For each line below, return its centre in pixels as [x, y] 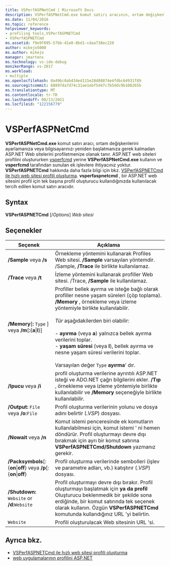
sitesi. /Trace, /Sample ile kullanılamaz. [101, 280]
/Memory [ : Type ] [28, 324]
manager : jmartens [25, 57]
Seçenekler [24, 231]
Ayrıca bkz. [24, 540]
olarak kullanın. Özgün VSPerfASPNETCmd [107, 508]
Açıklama [109, 245]
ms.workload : [19, 72]
